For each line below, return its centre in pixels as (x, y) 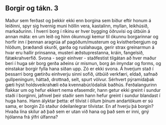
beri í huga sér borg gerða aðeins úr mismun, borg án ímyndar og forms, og (83, 63)
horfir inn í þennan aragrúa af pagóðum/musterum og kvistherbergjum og (81, 42)
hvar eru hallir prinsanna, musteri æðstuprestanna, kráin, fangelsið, (75, 52)
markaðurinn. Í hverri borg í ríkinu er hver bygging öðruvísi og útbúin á (78, 31)
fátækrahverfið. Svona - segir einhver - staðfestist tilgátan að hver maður (81, 58)
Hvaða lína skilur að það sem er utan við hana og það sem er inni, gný (77, 111)
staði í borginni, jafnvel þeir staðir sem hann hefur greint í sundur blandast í (83, 95)
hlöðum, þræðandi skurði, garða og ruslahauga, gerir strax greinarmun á (80, 47)
